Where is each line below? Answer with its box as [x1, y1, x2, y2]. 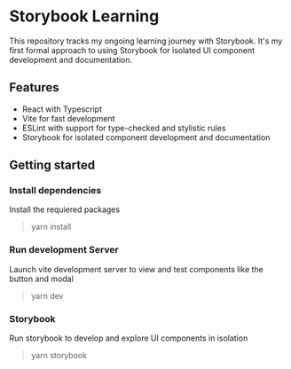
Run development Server [9, 244, 119, 256]
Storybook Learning [9, 6, 160, 27]
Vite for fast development [21, 113, 115, 123]
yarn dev [30, 290, 64, 301]
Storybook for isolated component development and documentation [21, 131, 271, 143]
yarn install [30, 222, 72, 232]
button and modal [9, 273, 74, 284]
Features [9, 80, 59, 95]
